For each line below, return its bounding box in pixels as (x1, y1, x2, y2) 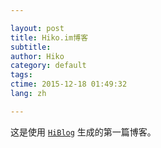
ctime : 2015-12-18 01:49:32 (10, 79, 128, 90)
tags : (10, 70, 33, 80)
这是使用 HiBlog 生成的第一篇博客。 (10, 126, 157, 138)
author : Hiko (10, 51, 65, 61)
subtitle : (10, 42, 52, 52)
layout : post (10, 23, 65, 33)
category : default (10, 61, 87, 71)
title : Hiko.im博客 (10, 32, 89, 43)
